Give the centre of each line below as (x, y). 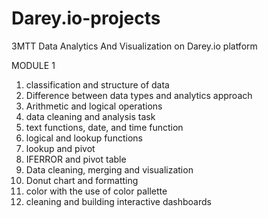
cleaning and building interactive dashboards (118, 201)
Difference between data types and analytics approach (139, 95)
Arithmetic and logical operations (94, 106)
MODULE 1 (33, 65)
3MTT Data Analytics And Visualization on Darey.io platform (134, 46)
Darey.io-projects (86, 18)
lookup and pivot (60, 148)
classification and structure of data (97, 84)
